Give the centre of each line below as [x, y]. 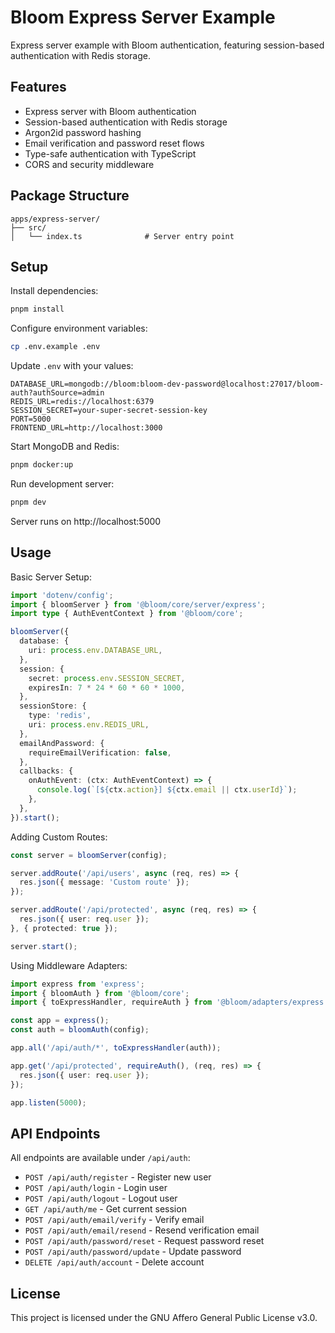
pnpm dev [28, 502]
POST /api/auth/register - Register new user [118, 1177]
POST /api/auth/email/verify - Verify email [114, 1220]
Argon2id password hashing [83, 132]
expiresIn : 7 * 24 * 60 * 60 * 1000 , [107, 687]
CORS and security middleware [89, 164]
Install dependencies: [54, 291]
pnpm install [37, 309]
